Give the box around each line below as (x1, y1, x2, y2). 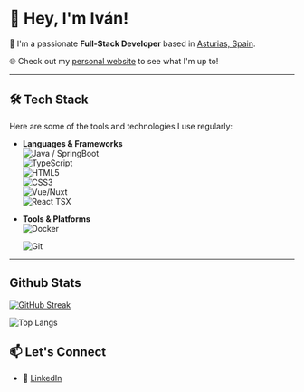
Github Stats (9, 275, 81, 291)
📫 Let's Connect (9, 344, 107, 359)
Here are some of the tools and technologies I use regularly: (9, 120, 233, 131)
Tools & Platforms (22, 213, 90, 225)
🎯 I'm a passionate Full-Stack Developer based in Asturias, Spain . (9, 38, 256, 49)
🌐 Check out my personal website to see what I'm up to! (9, 55, 219, 66)
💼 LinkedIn (22, 373, 62, 384)
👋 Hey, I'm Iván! (9, 8, 129, 29)
